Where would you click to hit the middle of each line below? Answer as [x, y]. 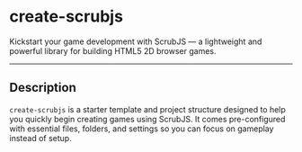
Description [43, 88]
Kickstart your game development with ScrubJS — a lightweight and [136, 41]
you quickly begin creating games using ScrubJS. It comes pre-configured [147, 119]
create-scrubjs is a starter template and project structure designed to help [147, 109]
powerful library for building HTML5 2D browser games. [113, 50]
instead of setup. [40, 138]
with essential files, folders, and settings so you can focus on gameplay [142, 129]
